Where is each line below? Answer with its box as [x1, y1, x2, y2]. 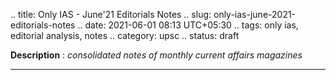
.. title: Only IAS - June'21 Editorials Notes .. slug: [10, 9, 212, 20]
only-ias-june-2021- [213, 9, 297, 20]
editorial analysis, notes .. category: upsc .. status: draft [10, 30, 240, 41]
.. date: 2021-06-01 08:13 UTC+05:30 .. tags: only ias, [77, 19, 299, 31]
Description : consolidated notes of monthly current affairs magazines [10, 49, 303, 61]
